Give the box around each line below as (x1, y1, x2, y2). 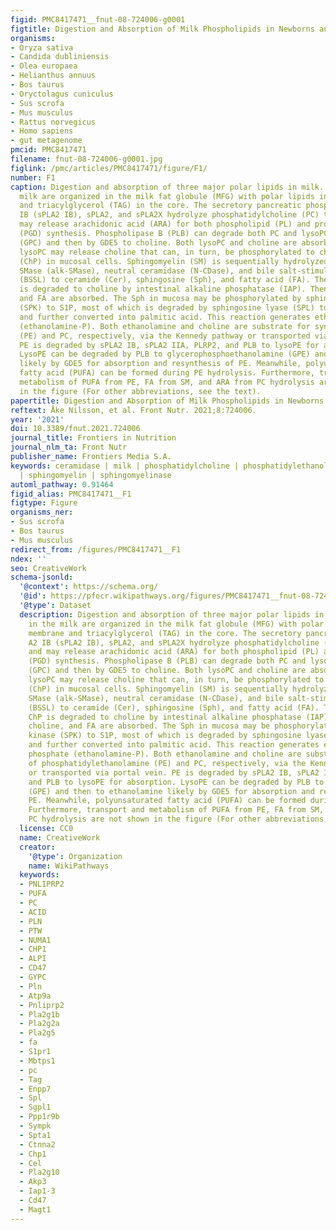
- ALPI (19, 954, 47, 964)
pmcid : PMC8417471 (10, 145, 87, 155)
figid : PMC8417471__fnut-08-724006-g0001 (10, 14, 186, 25)
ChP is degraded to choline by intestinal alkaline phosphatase (28, 712, 302, 722)
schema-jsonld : (10, 572, 74, 583)
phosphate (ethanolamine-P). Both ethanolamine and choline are (28, 749, 302, 759)
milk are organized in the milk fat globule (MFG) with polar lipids (19, 191, 315, 201)
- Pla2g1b (19, 1009, 60, 1020)
